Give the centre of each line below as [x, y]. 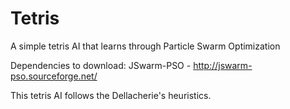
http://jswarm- [223, 65]
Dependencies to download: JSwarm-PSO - [101, 65]
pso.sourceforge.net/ [54, 76]
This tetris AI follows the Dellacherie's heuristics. [111, 95]
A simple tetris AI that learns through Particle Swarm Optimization [145, 46]
